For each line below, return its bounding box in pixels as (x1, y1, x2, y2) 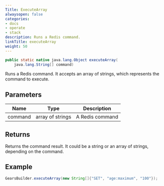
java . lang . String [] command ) (14, 62, 74, 67)
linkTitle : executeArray (5, 39, 56, 44)
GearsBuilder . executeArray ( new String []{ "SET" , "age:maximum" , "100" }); (5, 176, 158, 181)
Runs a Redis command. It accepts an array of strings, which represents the (5, 71, 160, 77)
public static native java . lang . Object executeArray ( (5, 57, 119, 62)
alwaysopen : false (5, 12, 43, 17)
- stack (5, 30, 21, 35)
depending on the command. (5, 149, 64, 154)
